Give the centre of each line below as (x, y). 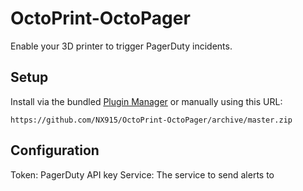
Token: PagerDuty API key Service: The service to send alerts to (142, 174)
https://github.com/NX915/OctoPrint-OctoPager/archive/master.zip (151, 120)
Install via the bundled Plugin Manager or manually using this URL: (146, 101)
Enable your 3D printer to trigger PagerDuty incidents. (121, 46)
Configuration (55, 150)
